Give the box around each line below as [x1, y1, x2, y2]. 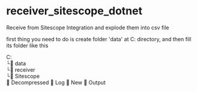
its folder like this [6, 42, 49, 49]
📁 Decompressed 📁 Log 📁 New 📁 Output [6, 79, 106, 86]
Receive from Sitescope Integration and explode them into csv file [6, 24, 169, 31]
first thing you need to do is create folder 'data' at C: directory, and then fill [6, 35, 192, 42]
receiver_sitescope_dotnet [6, 4, 143, 18]
